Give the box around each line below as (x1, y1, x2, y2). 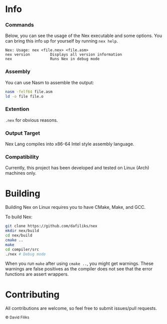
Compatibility (5, 154, 39, 161)
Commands (5, 22, 34, 29)
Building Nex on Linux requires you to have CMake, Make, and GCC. (5, 204, 146, 210)
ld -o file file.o (5, 94, 44, 99)
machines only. (5, 170, 37, 176)
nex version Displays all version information (5, 52, 122, 57)
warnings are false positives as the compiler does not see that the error (5, 266, 153, 272)
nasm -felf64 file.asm (5, 89, 53, 94)
